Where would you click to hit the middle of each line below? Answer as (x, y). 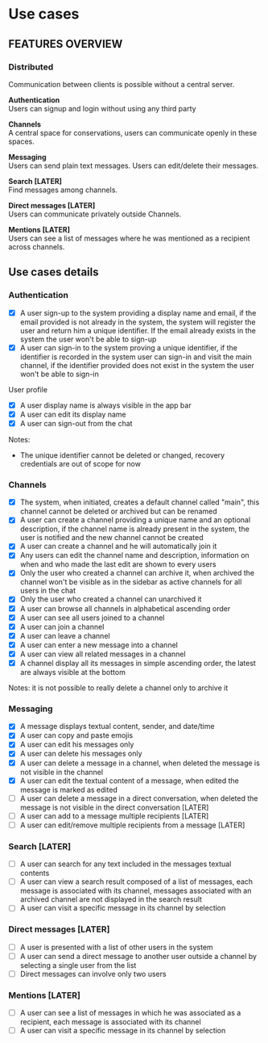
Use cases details (54, 272)
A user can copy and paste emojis (76, 735)
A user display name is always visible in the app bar (105, 405)
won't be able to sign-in (59, 374)
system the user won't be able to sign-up (88, 339)
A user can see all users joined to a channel (92, 618)
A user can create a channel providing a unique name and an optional (135, 520)
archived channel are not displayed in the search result (111, 899)
